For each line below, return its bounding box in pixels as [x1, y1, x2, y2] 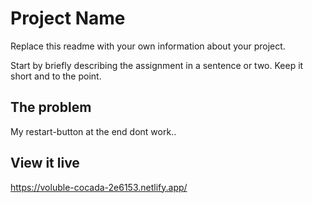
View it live [10, 155, 80, 172]
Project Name [10, 7, 126, 30]
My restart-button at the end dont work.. [10, 125, 177, 137]
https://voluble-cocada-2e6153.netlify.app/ [10, 181, 188, 193]
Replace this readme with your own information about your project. [10, 40, 286, 52]
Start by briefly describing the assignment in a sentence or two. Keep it [10, 59, 304, 71]
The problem [10, 99, 92, 116]
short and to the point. [10, 70, 102, 82]
